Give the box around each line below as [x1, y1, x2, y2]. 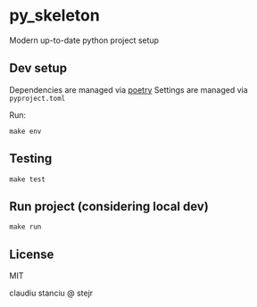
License [9, 246, 54, 261]
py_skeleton [9, 5, 100, 26]
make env [9, 127, 42, 136]
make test [9, 175, 46, 184]
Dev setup [9, 61, 68, 76]
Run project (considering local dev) [9, 198, 210, 214]
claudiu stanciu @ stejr [9, 287, 94, 299]
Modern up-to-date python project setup [9, 35, 159, 46]
